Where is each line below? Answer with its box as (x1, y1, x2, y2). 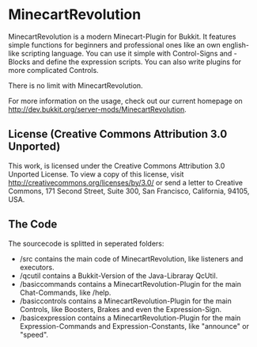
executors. (19, 262, 55, 272)
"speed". (19, 330, 49, 339)
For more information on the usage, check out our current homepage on (8, 96, 243, 105)
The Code (8, 218, 58, 231)
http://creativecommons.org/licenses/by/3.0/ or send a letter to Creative (8, 177, 244, 187)
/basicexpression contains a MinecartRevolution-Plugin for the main (19, 313, 241, 322)
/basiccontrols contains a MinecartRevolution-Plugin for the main (19, 296, 232, 306)
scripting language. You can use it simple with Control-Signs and (21, 48, 232, 58)
